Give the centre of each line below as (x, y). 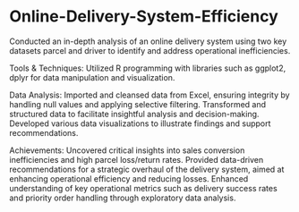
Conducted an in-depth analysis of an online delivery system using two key (148, 41)
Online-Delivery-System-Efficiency (144, 17)
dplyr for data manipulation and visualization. (92, 77)
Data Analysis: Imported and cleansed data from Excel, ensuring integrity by (149, 95)
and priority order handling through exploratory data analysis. (123, 198)
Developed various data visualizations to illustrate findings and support (140, 123)
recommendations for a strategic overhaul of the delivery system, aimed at (147, 169)
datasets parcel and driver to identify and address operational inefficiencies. (150, 50)
